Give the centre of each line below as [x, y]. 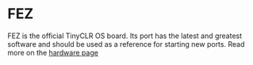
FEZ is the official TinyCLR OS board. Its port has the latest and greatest [125, 36]
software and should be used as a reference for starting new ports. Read [126, 44]
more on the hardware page [53, 52]
